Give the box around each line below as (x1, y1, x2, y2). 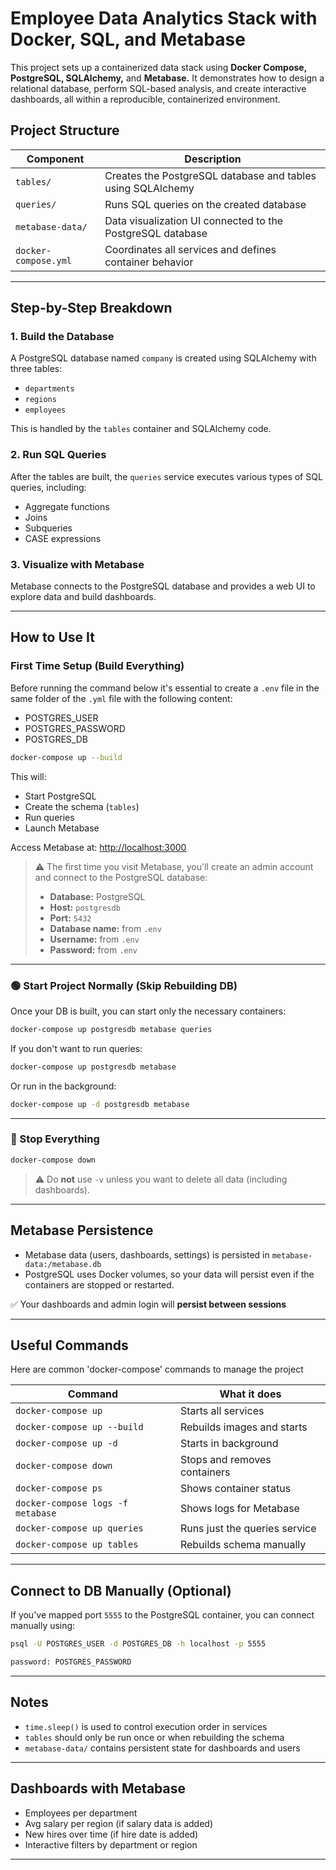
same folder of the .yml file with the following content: (10, 692, 233, 704)
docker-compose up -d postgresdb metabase (10, 1099, 190, 1109)
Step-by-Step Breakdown (10, 300, 173, 317)
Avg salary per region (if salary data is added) (24, 1817, 214, 1829)
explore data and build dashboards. (10, 591, 157, 603)
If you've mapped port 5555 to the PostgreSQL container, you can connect (10, 1609, 315, 1621)
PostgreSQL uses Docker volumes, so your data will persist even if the (24, 1268, 315, 1280)
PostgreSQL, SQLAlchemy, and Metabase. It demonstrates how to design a (10, 72, 325, 84)
